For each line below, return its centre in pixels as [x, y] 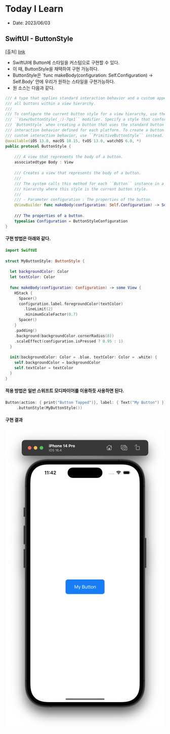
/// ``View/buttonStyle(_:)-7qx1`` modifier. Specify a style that [78, 120]
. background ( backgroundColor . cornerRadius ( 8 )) [64, 336]
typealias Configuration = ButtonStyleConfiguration [71, 221]
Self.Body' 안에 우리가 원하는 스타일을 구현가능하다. [64, 81]
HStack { [24, 293]
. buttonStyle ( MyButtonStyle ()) [49, 408]
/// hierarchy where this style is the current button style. [81, 189]
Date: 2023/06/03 [31, 23]
